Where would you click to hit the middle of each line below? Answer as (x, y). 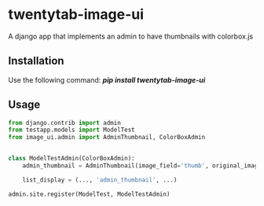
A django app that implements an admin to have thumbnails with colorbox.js (131, 36)
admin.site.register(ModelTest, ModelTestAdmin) (89, 194)
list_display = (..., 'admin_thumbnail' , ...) (100, 180)
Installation (36, 61)
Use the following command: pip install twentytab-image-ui (107, 79)
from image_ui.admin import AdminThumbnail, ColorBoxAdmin (107, 138)
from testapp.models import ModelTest (71, 130)
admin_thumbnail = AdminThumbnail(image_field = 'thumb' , (116, 166)
